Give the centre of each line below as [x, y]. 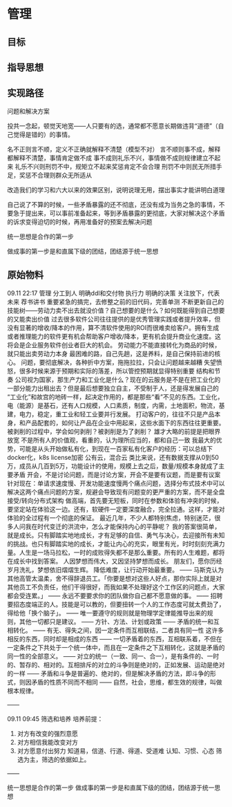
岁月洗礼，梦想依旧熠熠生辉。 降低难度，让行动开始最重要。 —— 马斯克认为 [116, 569]
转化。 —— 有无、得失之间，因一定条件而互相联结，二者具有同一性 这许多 [118, 630]
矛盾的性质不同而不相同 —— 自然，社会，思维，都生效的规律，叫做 [126, 682]
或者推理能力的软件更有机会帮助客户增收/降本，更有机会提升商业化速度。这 [114, 336]
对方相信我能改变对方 [47, 742]
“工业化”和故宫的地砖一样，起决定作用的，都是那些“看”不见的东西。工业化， [115, 397]
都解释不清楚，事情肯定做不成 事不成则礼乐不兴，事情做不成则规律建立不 [111, 158]
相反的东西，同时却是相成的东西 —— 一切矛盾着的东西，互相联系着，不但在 [115, 639]
